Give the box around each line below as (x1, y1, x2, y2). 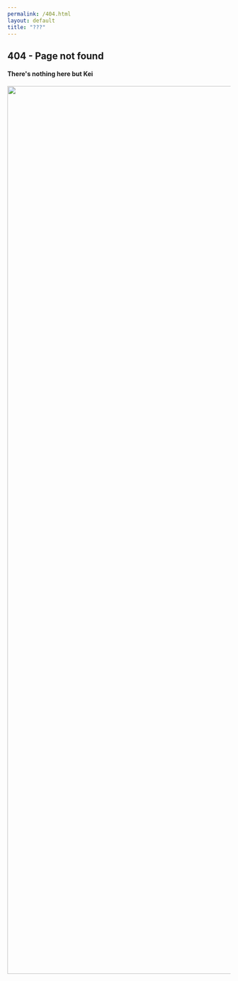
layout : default (7, 17, 55, 24)
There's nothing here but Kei (7, 70, 93, 78)
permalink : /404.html (7, 10, 72, 18)
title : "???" (7, 23, 46, 31)
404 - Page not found (7, 50, 104, 62)
